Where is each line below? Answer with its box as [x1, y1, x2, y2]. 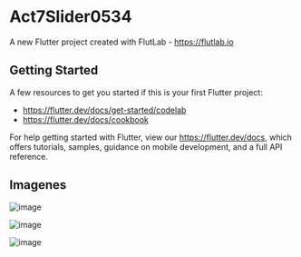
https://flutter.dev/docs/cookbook [22, 114, 150, 124]
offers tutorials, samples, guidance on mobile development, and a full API [9, 141, 283, 152]
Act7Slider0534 [9, 6, 132, 27]
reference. [9, 151, 48, 162]
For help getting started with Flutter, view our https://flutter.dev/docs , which [9, 132, 293, 143]
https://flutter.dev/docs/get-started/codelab [22, 104, 187, 115]
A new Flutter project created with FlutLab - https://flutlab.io [9, 36, 234, 47]
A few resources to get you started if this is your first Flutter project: [9, 86, 263, 97]
